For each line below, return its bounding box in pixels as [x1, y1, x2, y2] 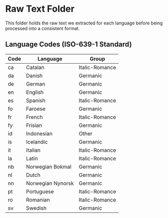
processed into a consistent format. [5, 25, 80, 31]
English [26, 89, 44, 96]
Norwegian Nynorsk [26, 179, 74, 186]
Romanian [26, 196, 50, 203]
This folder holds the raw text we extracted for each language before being [5, 20, 163, 26]
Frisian [26, 122, 42, 129]
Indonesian [26, 130, 52, 137]
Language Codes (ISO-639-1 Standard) [5, 40, 132, 49]
